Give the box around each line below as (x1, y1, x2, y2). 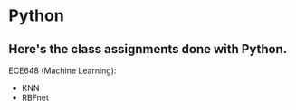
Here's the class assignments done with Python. (8, 41, 288, 57)
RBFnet (21, 92, 49, 103)
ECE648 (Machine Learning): (8, 65, 117, 76)
